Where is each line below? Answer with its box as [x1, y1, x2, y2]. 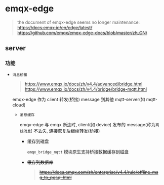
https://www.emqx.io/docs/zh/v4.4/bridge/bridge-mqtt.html [24, 86, 147, 92]
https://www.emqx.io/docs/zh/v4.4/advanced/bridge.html [24, 81, 143, 87]
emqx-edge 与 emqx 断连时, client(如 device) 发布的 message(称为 [19, 121, 156, 127]
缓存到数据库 [27, 159, 53, 165]
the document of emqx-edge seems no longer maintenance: [17, 19, 140, 25]
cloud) [12, 102, 26, 108]
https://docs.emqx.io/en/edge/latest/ [17, 24, 93, 30]
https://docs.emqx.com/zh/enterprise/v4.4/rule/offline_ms [39, 169, 159, 175]
